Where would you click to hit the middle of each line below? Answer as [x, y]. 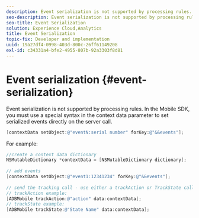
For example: [22, 144]
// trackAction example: [37, 193]
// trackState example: [36, 204]
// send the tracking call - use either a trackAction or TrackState [94, 188]
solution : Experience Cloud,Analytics [54, 28]
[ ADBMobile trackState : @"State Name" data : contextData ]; [78, 210]
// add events [24, 171]
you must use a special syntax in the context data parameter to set [87, 115]
